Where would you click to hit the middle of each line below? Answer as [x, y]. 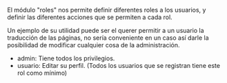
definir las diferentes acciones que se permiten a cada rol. [90, 17]
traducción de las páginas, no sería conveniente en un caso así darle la [108, 38]
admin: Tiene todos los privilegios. [66, 58]
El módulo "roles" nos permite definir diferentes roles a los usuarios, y [107, 10]
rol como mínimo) [42, 73]
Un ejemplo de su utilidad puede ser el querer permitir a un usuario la [106, 31]
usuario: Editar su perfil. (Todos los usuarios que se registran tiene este [119, 66]
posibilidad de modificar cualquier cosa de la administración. [94, 45]
